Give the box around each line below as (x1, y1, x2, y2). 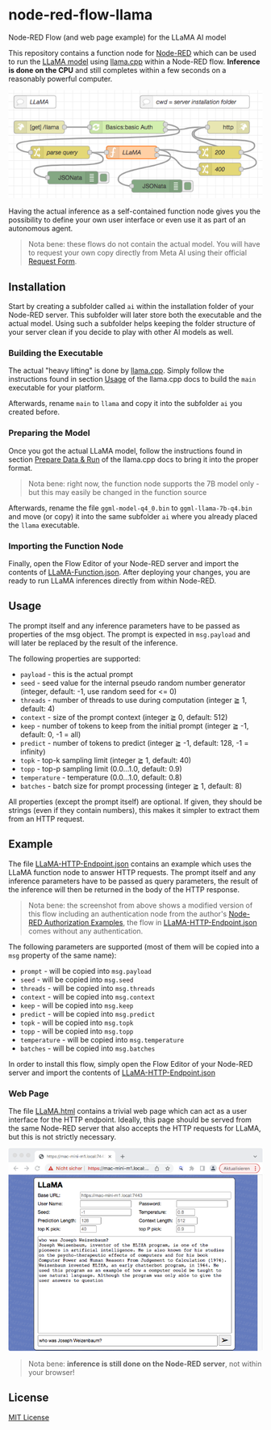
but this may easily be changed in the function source (27, 487, 207, 497)
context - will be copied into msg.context (19, 992, 156, 1001)
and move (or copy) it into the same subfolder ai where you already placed (8, 511, 258, 521)
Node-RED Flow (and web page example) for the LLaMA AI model (8, 32, 227, 42)
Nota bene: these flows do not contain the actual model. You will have (27, 239, 261, 249)
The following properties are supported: (8, 654, 141, 663)
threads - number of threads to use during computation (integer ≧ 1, (19, 695, 248, 704)
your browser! (27, 1367, 75, 1377)
